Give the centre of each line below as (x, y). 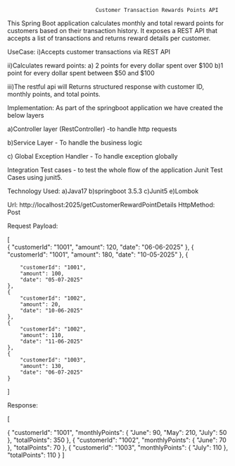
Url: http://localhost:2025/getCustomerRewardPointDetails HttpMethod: (111, 205)
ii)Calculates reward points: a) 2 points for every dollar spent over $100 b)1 (115, 66)
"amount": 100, (42, 274)
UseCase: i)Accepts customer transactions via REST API (89, 52)
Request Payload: (33, 226)
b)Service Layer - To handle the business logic (75, 142)
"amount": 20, (40, 305)
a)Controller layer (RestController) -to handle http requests (92, 129)
